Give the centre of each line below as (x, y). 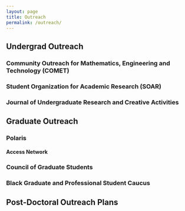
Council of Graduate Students (49, 167)
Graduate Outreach (42, 121)
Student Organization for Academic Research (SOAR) (84, 86)
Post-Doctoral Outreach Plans (62, 202)
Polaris (16, 138)
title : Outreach (26, 17)
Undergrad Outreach (45, 46)
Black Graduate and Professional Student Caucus (78, 183)
